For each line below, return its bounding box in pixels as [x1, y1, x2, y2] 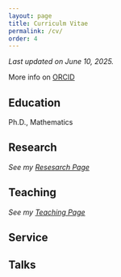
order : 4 [8, 34, 38, 43]
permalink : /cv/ [8, 27, 63, 35]
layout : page [8, 11, 52, 20]
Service [8, 231, 48, 245]
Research [8, 141, 58, 155]
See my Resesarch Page [8, 162, 90, 172]
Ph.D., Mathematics [8, 117, 73, 127]
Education [8, 96, 61, 109]
